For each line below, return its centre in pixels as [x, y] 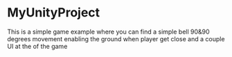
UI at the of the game [37, 46]
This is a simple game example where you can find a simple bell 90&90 [108, 32]
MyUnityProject [54, 13]
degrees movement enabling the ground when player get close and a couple [116, 38]
